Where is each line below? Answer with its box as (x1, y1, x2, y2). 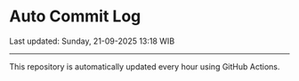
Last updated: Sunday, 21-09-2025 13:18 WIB (9, 36, 175, 46)
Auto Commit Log (9, 6, 141, 27)
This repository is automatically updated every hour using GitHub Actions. (9, 61, 280, 72)
